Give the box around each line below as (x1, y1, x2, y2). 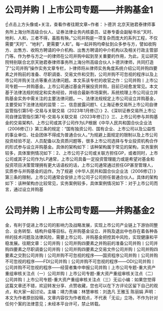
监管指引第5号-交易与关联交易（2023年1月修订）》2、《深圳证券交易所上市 (5, 108, 152, 113)
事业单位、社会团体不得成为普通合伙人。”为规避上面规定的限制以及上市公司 (9, 132, 158, 138)
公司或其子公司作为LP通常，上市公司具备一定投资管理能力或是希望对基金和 (5, 156, 155, 162)
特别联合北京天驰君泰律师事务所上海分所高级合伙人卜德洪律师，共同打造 (9, 59, 154, 65)
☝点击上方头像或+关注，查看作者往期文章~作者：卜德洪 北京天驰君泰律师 (5, 21, 151, 27)
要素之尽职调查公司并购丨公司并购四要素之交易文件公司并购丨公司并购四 (13, 246, 158, 252)
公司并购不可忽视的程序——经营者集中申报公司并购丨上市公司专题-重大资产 (5, 264, 156, 270)
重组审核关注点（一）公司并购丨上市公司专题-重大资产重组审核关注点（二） (5, 270, 156, 276)
